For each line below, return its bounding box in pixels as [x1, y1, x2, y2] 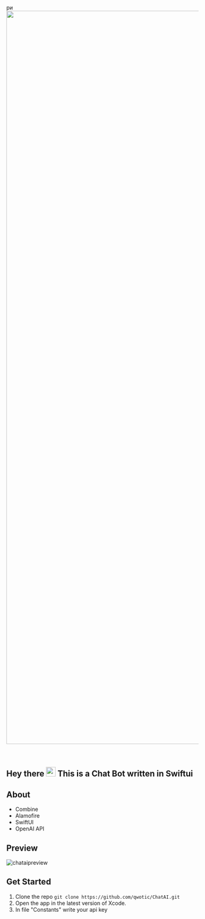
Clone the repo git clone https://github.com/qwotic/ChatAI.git [15, 893, 180, 900]
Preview [6, 843, 38, 853]
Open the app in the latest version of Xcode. [15, 899, 126, 907]
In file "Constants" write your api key [15, 906, 108, 913]
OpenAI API [15, 825, 45, 832]
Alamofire [15, 812, 40, 819]
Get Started [6, 877, 51, 887]
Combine [15, 805, 38, 813]
